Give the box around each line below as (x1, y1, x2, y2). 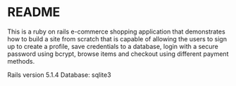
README (7, 4, 61, 20)
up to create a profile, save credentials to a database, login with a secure (7, 42, 218, 50)
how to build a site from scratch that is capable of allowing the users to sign (7, 34, 228, 43)
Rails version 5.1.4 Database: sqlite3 (7, 71, 111, 79)
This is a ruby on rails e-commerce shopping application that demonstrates (7, 27, 225, 36)
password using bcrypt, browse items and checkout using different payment (7, 50, 229, 58)
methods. (7, 57, 35, 65)
